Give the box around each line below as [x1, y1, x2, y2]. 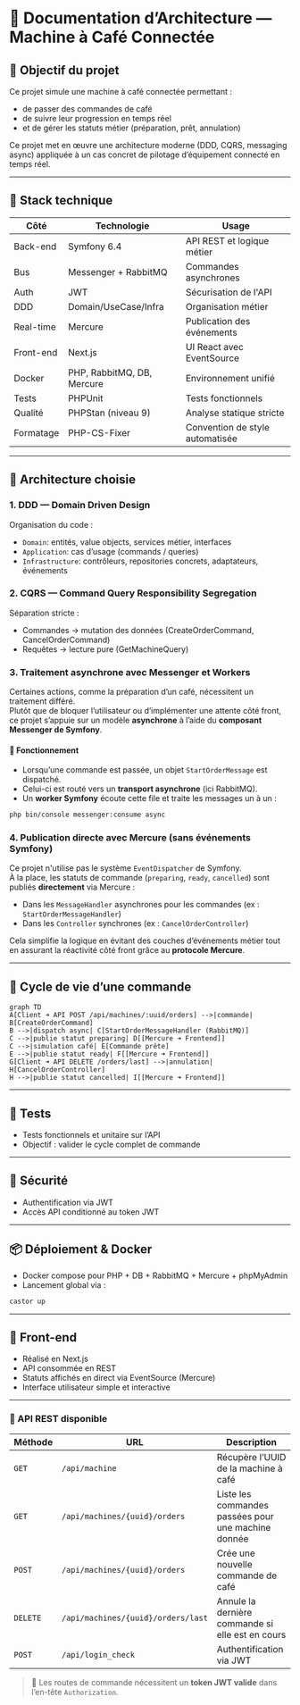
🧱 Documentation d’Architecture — [9, 8, 272, 29]
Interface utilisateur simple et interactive [21, 1382, 171, 1392]
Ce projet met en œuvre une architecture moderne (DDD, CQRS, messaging [9, 140, 287, 150]
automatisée [185, 432, 238, 445]
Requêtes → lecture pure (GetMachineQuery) [21, 643, 189, 655]
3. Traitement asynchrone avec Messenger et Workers [9, 665, 251, 678]
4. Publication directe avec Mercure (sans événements [9, 832, 252, 844]
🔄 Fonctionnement [9, 745, 79, 756]
